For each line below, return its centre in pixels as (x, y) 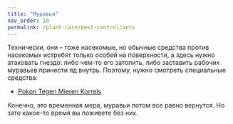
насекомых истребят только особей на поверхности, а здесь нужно (111, 55)
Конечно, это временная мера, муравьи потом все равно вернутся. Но (116, 105)
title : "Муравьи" (33, 14)
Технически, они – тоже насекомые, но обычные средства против (108, 48)
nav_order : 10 (29, 21)
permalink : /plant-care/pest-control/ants (71, 27)
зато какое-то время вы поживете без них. (73, 113)
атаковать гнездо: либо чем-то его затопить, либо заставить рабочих (114, 63)
